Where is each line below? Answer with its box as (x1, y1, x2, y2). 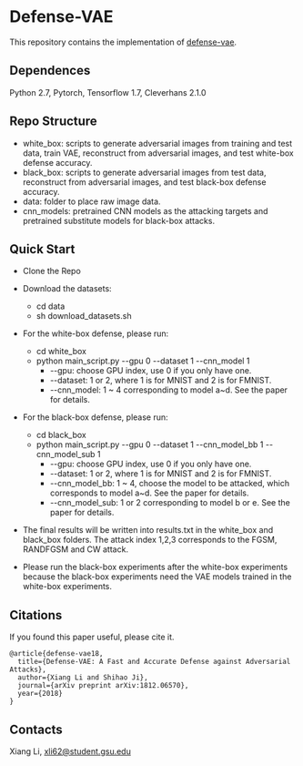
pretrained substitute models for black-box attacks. (22, 215, 216, 226)
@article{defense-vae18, (9, 649, 104, 659)
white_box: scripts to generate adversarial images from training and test (22, 138, 293, 148)
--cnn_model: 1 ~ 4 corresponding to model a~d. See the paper (49, 384, 288, 395)
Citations (9, 608, 63, 623)
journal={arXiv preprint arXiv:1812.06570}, (17, 681, 189, 690)
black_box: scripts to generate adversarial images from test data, (22, 167, 267, 178)
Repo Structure (9, 114, 97, 129)
